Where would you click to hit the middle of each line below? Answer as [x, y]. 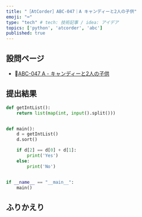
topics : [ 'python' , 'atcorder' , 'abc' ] [54, 28]
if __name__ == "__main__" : [40, 182]
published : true [26, 33]
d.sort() [27, 140]
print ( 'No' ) [42, 166]
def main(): [20, 129]
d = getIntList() [38, 134]
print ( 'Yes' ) [43, 156]
